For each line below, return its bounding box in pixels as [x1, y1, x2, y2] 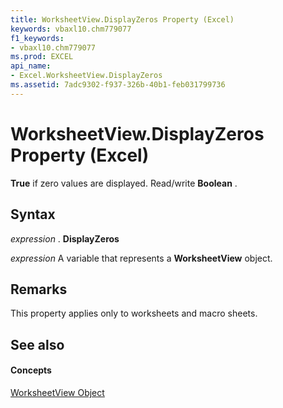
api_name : [10, 61, 52, 71]
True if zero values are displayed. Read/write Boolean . [10, 177, 238, 189]
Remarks [10, 281, 68, 298]
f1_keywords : [10, 33, 65, 43]
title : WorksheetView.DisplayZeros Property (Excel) [10, 14, 235, 25]
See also [10, 336, 65, 353]
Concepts [10, 364, 52, 376]
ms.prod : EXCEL [10, 52, 74, 62]
